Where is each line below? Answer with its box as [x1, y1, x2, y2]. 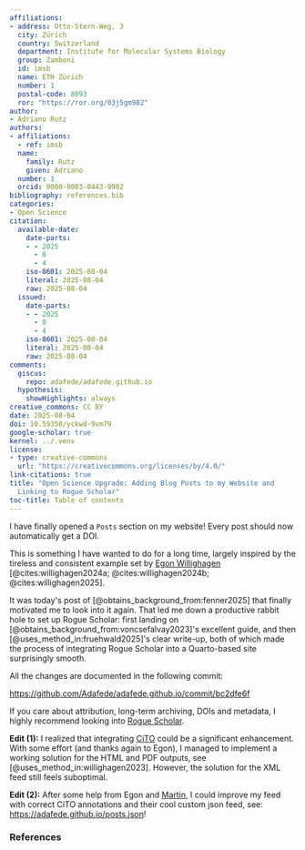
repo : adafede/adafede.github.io [25, 377, 153, 387]
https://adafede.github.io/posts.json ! [9, 808, 147, 819]
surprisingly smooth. [9, 653, 86, 663]
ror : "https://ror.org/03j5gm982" [17, 97, 148, 107]
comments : [9, 360, 47, 369]
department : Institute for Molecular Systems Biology [17, 47, 226, 56]
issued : [17, 292, 47, 301]
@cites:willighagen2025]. [9, 577, 106, 588]
